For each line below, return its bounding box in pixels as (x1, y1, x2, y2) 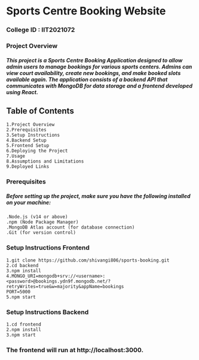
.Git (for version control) (6, 230, 76, 236)
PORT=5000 (6, 289, 31, 295)
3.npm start (6, 332, 36, 338)
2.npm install (6, 326, 42, 332)
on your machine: (6, 199, 51, 206)
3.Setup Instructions (6, 132, 60, 139)
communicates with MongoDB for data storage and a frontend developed (6, 82, 193, 89)
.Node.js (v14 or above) (6, 214, 68, 220)
